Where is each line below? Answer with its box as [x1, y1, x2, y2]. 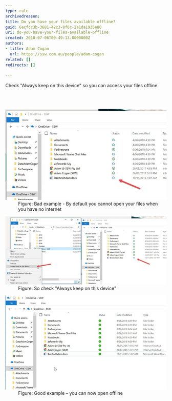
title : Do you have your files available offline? [5, 19, 116, 24]
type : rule [5, 8, 29, 13]
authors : [5, 41, 24, 46]
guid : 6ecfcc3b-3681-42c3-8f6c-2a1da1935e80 [5, 25, 102, 30]
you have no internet [18, 206, 62, 212]
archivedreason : [5, 13, 40, 19]
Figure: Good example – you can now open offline [18, 390, 123, 396]
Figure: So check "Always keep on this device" [18, 285, 117, 291]
